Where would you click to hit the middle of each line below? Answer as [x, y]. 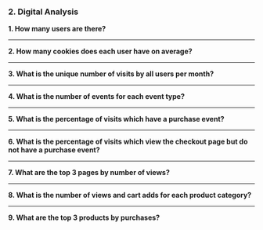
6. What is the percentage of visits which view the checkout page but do [128, 142]
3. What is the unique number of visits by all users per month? [111, 74]
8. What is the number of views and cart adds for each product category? [130, 195]
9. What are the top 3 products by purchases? [84, 217]
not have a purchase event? [54, 150]
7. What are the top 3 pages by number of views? [89, 173]
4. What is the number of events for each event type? [97, 97]
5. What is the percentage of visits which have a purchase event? [116, 119]
